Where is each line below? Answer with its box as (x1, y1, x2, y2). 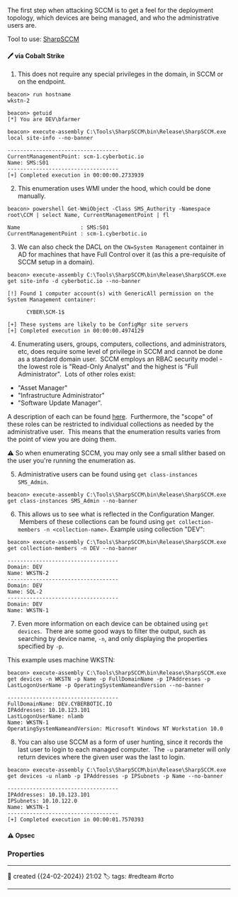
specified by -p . (17, 642, 64, 651)
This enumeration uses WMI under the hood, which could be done (17, 184, 211, 193)
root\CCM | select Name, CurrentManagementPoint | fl (7, 212, 170, 219)
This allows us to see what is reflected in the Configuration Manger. (17, 510, 215, 518)
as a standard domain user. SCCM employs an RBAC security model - (17, 355, 223, 364)
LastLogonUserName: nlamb (7, 713, 84, 720)
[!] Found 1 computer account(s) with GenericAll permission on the (7, 290, 214, 297)
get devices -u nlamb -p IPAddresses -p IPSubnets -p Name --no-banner (7, 773, 223, 780)
